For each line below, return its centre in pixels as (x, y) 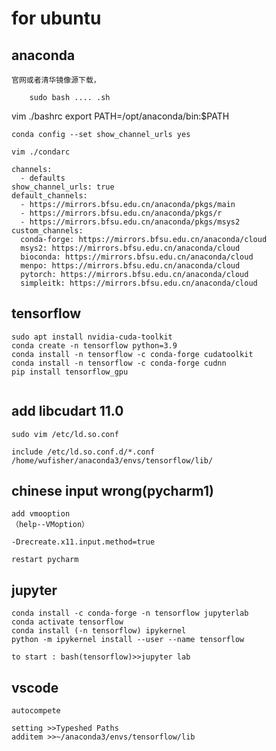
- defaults (43, 178)
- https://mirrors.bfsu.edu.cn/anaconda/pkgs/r (121, 213)
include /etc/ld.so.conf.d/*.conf (83, 452)
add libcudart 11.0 (67, 411)
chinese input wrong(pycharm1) (112, 491)
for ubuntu (56, 18)
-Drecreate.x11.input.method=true (83, 542)
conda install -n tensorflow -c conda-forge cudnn (119, 363)
